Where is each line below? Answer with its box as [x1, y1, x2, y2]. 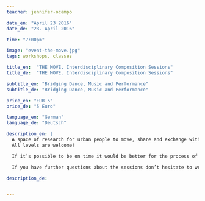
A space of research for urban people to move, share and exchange [12, 136, 187, 143]
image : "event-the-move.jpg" [6, 48, 81, 54]
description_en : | [6, 131, 53, 137]
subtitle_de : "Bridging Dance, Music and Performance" [6, 86, 149, 93]
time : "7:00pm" [6, 37, 45, 43]
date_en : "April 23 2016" [6, 19, 72, 26]
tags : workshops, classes [6, 53, 72, 60]
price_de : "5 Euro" [6, 103, 56, 110]
